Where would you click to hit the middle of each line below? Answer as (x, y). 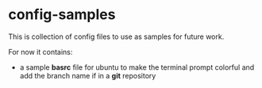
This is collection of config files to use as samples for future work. (116, 36)
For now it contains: (40, 52)
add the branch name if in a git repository (88, 75)
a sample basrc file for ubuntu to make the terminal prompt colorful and (137, 67)
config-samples (62, 15)
